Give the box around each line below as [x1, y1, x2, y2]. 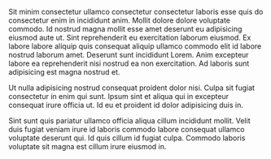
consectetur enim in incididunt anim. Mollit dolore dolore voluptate [8, 15, 230, 25]
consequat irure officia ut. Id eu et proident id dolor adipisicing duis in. [8, 101, 244, 110]
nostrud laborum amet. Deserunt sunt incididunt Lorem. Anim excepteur [8, 50, 250, 59]
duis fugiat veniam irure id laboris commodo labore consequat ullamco [8, 125, 245, 134]
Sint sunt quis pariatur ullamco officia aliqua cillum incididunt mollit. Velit [8, 116, 251, 125]
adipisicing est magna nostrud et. [8, 67, 120, 76]
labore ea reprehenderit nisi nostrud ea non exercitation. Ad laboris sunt [8, 58, 250, 68]
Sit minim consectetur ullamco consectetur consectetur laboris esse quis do [8, 7, 264, 16]
